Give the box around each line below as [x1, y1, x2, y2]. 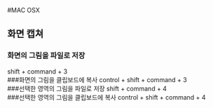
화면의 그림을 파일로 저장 [7, 50, 85, 60]
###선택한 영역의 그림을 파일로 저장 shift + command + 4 [7, 84, 167, 93]
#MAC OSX [7, 6, 40, 14]
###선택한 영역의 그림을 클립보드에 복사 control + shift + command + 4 [7, 93, 206, 101]
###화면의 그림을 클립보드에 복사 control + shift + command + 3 [7, 75, 187, 83]
